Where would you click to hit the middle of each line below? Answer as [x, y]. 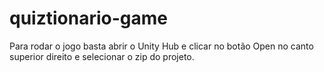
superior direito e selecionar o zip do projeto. [102, 56]
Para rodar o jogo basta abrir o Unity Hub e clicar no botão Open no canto [161, 46]
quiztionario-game [88, 18]
